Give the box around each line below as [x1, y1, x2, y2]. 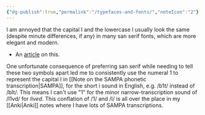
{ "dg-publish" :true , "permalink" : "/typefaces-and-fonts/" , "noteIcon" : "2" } [6, 9, 199, 15]
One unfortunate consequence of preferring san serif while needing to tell [6, 62, 193, 70]
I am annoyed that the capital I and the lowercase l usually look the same [6, 26, 190, 33]
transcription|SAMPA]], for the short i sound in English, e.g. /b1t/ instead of [6, 82, 195, 89]
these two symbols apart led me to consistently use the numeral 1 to [6, 69, 179, 76]
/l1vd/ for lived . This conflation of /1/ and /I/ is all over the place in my [6, 95, 180, 102]
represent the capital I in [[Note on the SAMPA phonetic [6, 75, 147, 83]
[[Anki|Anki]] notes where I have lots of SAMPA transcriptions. [6, 102, 164, 109]
